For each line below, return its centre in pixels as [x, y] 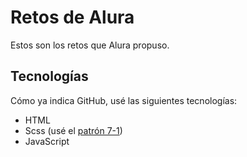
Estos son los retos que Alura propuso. [90, 45]
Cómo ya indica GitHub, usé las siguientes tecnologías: [124, 100]
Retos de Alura [72, 17]
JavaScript [47, 141]
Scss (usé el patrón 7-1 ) [73, 130]
